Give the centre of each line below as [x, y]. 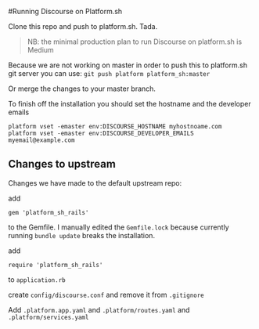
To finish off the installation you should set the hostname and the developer [130, 104]
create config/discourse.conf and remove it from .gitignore [106, 295]
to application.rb [37, 279]
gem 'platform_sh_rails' [49, 212]
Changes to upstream [62, 164]
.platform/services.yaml [49, 317]
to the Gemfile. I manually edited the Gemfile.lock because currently [119, 227]
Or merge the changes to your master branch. [82, 89]
